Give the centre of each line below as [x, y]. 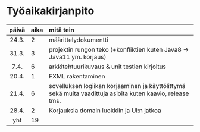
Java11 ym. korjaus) [77, 56]
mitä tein [61, 30]
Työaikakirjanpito [50, 11]
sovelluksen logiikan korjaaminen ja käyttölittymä [117, 86]
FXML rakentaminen [77, 76]
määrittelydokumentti [78, 40]
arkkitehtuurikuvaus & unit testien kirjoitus [107, 67]
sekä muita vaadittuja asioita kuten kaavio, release [119, 93]
